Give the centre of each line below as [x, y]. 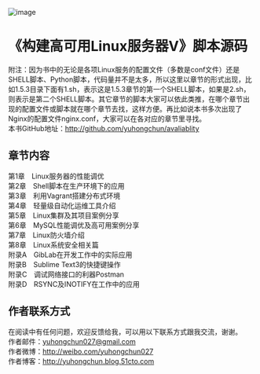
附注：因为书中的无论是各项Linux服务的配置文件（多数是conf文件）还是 [124, 69]
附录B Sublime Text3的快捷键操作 [65, 264]
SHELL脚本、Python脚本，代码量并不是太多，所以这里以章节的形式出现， [127, 79]
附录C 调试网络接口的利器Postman [66, 274]
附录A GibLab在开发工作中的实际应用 [70, 255]
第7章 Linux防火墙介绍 [46, 235]
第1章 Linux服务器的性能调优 [56, 176]
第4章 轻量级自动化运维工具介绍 [62, 205]
